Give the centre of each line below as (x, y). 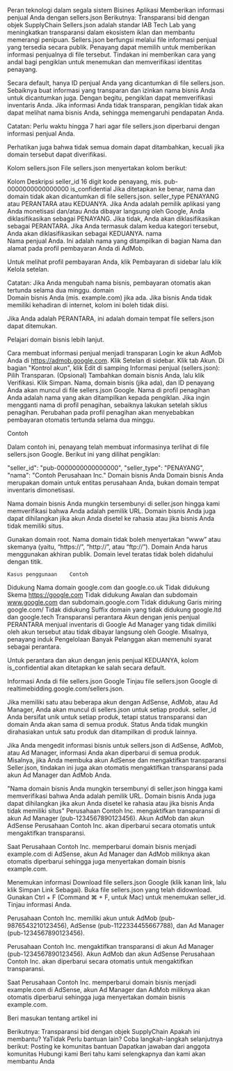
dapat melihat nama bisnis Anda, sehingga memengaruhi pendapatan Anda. (116, 112)
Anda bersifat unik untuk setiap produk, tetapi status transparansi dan (107, 717)
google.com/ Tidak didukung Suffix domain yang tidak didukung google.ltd (114, 610)
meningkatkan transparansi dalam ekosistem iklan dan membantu (101, 32)
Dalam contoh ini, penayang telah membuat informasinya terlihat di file (108, 447)
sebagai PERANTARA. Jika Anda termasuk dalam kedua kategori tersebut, (113, 226)
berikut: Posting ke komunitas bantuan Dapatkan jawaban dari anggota (109, 1046)
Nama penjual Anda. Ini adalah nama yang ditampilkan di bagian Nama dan (114, 241)
